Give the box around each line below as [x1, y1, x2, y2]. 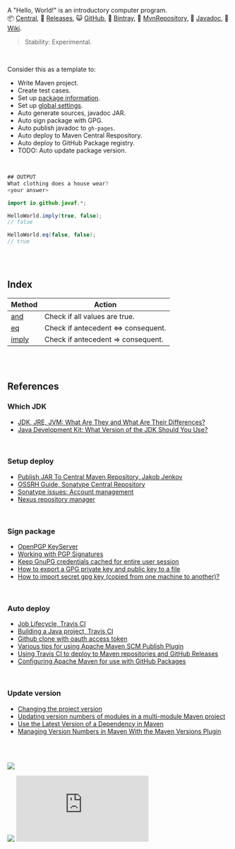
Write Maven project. [17, 79, 79, 87]
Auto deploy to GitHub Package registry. [17, 139, 135, 147]
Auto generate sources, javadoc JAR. [17, 109, 126, 117]
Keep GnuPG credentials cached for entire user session [17, 558, 179, 566]
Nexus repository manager [17, 495, 95, 503]
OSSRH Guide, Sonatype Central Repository [17, 480, 146, 488]
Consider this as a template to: [7, 65, 97, 73]
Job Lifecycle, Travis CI [17, 620, 86, 628]
